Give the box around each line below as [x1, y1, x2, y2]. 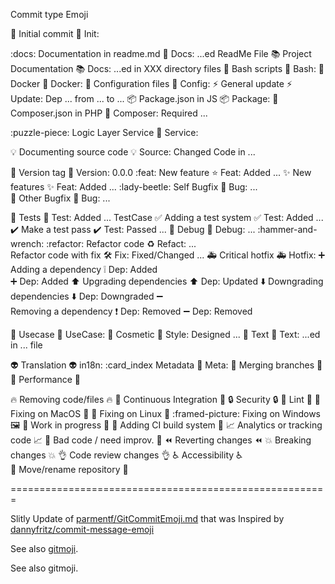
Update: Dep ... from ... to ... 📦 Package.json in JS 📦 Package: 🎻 [10, 93, 279, 104]
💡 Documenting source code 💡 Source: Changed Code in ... [10, 146, 256, 158]
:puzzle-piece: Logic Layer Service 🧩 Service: [10, 127, 199, 138]
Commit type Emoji [10, 9, 89, 20]
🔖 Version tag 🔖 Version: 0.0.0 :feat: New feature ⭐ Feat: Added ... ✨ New [10, 167, 312, 178]
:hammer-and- [257, 224, 318, 235]
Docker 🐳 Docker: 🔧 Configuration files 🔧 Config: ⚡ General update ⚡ [10, 78, 293, 89]
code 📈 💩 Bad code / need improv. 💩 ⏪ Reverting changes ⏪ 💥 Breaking [10, 434, 312, 446]
